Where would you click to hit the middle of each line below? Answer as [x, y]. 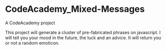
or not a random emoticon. [32, 43]
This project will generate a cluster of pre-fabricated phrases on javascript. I [83, 32]
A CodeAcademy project [30, 23]
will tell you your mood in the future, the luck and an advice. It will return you [83, 38]
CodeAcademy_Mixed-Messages [75, 9]
